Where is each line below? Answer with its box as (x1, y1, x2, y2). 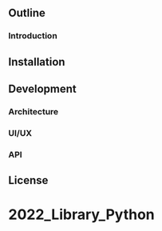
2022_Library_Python (8, 205, 156, 224)
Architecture (8, 106, 59, 117)
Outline (8, 6, 45, 20)
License (8, 173, 49, 187)
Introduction (8, 30, 57, 42)
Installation (8, 55, 65, 69)
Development (8, 82, 77, 96)
